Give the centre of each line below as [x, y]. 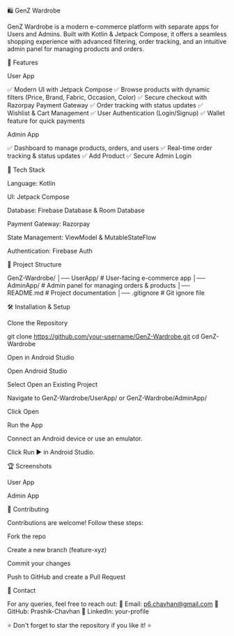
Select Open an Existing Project [53, 384]
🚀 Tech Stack [26, 170]
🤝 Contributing [28, 509]
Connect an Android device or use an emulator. [75, 438]
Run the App [25, 425]
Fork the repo [27, 536]
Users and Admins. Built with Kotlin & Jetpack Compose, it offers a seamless [117, 34]
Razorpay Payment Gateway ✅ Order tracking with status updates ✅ [105, 105]
